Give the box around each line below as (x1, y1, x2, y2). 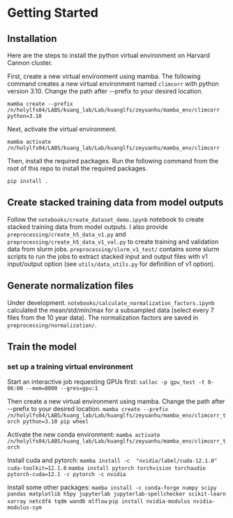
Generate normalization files (7, 280, 134, 292)
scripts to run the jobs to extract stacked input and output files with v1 (7, 252, 208, 260)
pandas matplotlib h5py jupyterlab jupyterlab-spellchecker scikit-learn (7, 491, 227, 498)
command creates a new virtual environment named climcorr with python (7, 80, 220, 88)
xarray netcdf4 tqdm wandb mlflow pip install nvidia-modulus (7, 498, 190, 505)
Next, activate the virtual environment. (7, 125, 117, 133)
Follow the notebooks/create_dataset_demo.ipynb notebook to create (7, 215, 204, 223)
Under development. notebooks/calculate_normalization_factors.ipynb (7, 298, 215, 306)
